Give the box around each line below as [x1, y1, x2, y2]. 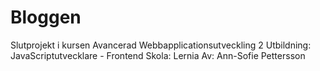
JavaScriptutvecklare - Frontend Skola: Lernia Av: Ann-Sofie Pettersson [10, 49, 306, 61]
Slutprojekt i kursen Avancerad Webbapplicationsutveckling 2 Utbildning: [10, 39, 312, 51]
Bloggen [10, 6, 82, 29]
